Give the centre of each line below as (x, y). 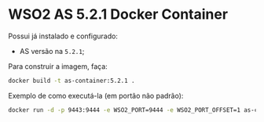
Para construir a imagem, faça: (58, 66)
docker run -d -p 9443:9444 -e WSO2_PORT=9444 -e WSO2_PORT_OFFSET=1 (125, 110)
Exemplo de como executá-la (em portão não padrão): (96, 95)
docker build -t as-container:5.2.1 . (71, 81)
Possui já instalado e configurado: (63, 36)
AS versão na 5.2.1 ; (52, 51)
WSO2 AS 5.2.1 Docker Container (118, 14)
